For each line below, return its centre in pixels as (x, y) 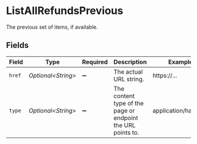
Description (130, 61)
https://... (165, 76)
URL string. (129, 79)
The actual (128, 71)
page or (124, 111)
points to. (126, 132)
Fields (18, 45)
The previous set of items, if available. (52, 27)
